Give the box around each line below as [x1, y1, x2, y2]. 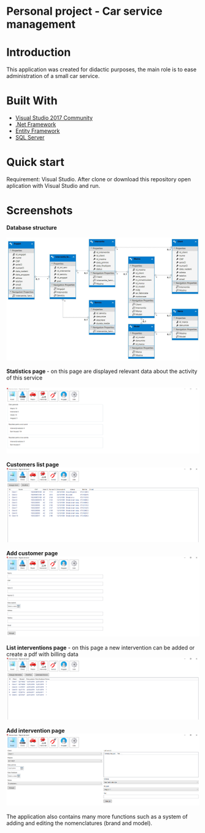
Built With [6, 94, 58, 108]
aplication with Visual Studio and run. [6, 182, 100, 189]
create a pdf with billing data [6, 650, 79, 658]
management [6, 17, 75, 31]
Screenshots [6, 204, 73, 217]
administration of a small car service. [6, 72, 100, 80]
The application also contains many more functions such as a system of [6, 813, 188, 820]
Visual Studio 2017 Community [15, 114, 93, 122]
